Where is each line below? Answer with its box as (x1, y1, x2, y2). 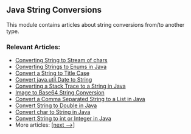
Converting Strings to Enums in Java (15, 63, 107, 71)
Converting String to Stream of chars (15, 57, 108, 64)
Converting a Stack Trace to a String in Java (15, 82, 126, 90)
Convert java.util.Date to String (15, 76, 92, 83)
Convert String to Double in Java (15, 102, 97, 109)
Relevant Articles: (6, 43, 61, 51)
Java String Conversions (6, 5, 102, 15)
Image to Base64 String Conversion (15, 89, 105, 96)
